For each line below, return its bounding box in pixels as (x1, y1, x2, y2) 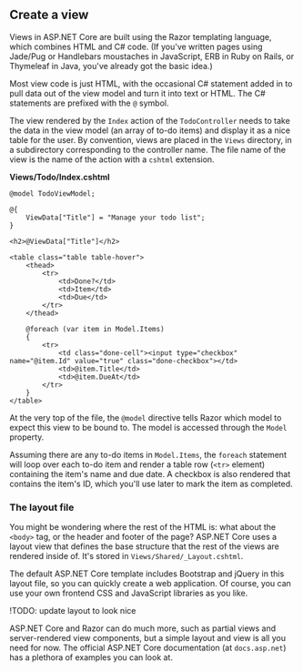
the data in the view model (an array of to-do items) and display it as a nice (9, 125, 291, 136)
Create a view (9, 7, 89, 23)
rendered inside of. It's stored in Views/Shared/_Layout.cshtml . (9, 551, 244, 562)
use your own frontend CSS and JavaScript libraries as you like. (9, 587, 248, 599)
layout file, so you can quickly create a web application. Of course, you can (9, 578, 291, 589)
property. (9, 432, 45, 443)
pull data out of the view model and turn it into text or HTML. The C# (9, 87, 266, 98)
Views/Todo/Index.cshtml (9, 171, 111, 182)
